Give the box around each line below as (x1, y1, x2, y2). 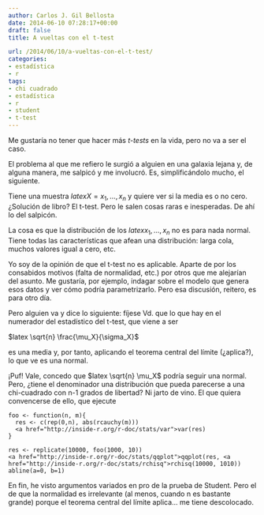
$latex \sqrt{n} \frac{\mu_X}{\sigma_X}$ (8, 332, 139, 341)
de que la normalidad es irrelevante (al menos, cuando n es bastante (8, 489, 231, 498)
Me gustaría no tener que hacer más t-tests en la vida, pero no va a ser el (8, 136, 247, 145)
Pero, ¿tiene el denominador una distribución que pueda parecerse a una (8, 379, 246, 389)
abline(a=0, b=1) (8, 467, 65, 475)
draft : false (8, 26, 51, 34)
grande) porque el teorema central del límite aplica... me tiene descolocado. (8, 497, 255, 506)
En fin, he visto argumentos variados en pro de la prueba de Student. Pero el (8, 480, 257, 490)
